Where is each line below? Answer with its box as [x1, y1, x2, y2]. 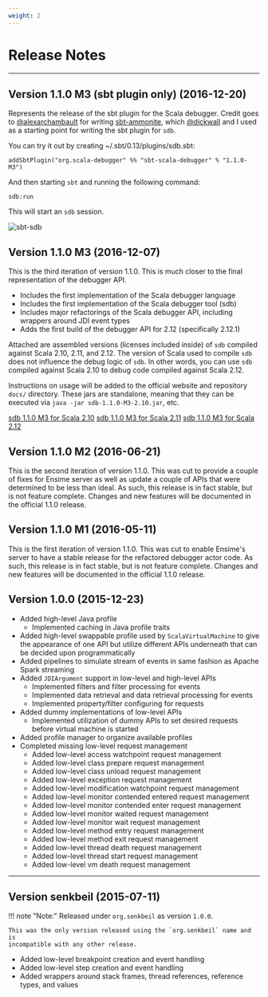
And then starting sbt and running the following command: [8, 177, 201, 187]
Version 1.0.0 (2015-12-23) [8, 593, 144, 606]
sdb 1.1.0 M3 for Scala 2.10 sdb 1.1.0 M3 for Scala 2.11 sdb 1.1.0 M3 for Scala [8, 413, 255, 423]
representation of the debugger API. [8, 275, 127, 285]
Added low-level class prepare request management [31, 758, 205, 767]
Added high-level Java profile [19, 613, 117, 623]
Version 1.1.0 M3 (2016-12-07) [8, 245, 161, 259]
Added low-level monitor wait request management [31, 817, 201, 826]
